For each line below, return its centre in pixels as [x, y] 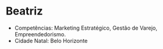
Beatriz [24, 11]
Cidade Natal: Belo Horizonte [51, 41]
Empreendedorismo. [40, 34]
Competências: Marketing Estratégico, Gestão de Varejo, [86, 28]
